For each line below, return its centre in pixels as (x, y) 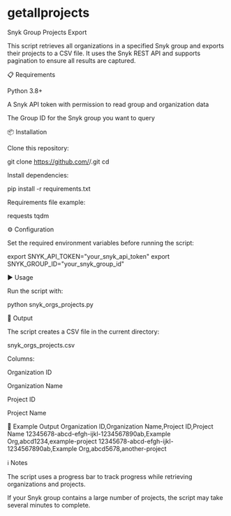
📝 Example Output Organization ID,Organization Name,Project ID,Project (111, 426)
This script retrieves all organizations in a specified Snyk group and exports (116, 45)
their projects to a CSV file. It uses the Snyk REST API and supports (104, 53)
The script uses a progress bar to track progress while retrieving (100, 476)
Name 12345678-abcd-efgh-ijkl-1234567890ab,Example (89, 433)
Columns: (21, 359)
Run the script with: (35, 291)
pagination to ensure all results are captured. (72, 60)
